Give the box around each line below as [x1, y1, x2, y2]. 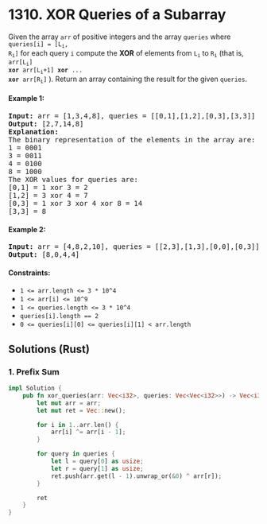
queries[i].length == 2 [19, 312, 99, 320]
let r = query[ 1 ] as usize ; [50, 464, 145, 472]
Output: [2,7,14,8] [8, 119, 84, 129]
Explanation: [8, 127, 60, 137]
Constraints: [8, 268, 51, 278]
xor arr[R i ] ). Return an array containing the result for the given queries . [8, 74, 248, 85]
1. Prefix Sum [8, 366, 60, 377]
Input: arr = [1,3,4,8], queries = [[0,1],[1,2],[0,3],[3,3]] [8, 111, 256, 121]
